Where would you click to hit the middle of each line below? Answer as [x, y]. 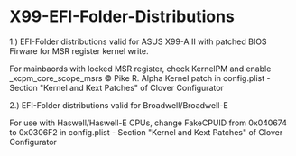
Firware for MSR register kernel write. [79, 50]
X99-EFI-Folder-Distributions [122, 17]
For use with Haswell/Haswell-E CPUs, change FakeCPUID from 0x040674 [148, 123]
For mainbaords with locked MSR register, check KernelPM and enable [140, 69]
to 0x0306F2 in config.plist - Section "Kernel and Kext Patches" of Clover [146, 132]
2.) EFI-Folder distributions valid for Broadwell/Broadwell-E [119, 105]
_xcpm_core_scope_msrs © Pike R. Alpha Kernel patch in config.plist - [140, 78]
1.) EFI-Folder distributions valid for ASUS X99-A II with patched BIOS [139, 41]
